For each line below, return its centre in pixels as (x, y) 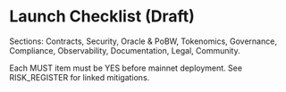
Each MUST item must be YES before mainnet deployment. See (126, 68)
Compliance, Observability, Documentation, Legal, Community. (125, 50)
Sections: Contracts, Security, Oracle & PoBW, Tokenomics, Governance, (143, 41)
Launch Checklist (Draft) (102, 17)
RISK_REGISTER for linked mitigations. (80, 77)
